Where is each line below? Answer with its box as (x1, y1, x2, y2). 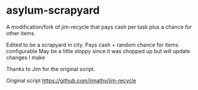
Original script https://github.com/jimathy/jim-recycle (6, 77, 137, 84)
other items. (6, 29, 36, 36)
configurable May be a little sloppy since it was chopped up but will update (6, 47, 190, 54)
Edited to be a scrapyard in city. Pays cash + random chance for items (6, 41, 179, 48)
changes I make (6, 54, 45, 61)
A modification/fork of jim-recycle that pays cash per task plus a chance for (6, 23, 192, 30)
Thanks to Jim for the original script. (6, 65, 95, 72)
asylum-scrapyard (6, 4, 100, 17)
